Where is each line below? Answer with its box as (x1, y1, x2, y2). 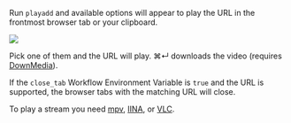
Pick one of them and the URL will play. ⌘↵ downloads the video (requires (9, 50, 283, 61)
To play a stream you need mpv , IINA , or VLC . (9, 104, 175, 114)
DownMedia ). (9, 60, 58, 70)
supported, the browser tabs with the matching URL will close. (9, 87, 236, 96)
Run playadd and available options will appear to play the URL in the (9, 8, 256, 18)
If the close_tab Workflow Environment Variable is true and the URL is (9, 77, 264, 88)
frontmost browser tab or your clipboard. (9, 17, 158, 27)
